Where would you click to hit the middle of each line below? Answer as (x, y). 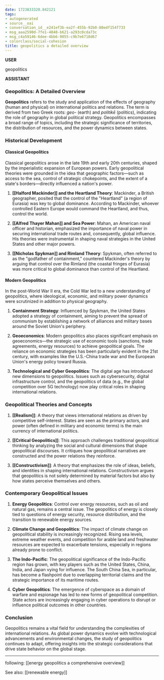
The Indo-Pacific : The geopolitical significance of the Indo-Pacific (79, 559)
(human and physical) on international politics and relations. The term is (77, 107)
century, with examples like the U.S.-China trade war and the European (83, 357)
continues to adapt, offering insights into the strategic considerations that (79, 644)
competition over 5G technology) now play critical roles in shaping (79, 387)
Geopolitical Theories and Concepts (49, 404)
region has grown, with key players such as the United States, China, (81, 564)
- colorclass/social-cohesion (36, 41)
